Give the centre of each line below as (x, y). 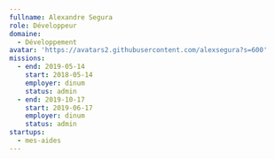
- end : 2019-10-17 (51, 99)
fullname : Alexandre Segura (61, 17)
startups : (27, 132)
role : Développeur (43, 26)
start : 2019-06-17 (59, 108)
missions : (27, 58)
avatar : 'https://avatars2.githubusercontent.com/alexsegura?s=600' (138, 50)
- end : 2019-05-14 (51, 67)
